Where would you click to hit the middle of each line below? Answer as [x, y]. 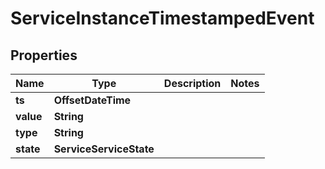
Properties [44, 55]
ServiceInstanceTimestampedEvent [162, 18]
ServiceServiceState [104, 149]
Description [192, 83]
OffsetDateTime [92, 100]
